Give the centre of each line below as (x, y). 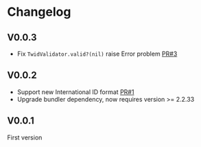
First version (25, 137)
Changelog (39, 12)
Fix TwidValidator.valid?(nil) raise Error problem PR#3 (97, 54)
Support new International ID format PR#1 (75, 92)
